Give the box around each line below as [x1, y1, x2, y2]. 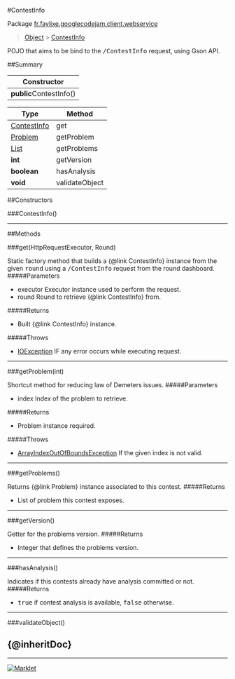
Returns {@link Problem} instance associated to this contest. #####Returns [7, 483, 225, 490]
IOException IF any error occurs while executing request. [17, 347, 182, 355]
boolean [10, 166, 38, 176]
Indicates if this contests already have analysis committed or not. [7, 577, 194, 585]
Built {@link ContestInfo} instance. [17, 320, 117, 328]
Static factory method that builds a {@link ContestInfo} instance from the [7, 257, 218, 265]
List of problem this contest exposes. [17, 496, 124, 504]
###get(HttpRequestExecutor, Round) [7, 243, 117, 251]
